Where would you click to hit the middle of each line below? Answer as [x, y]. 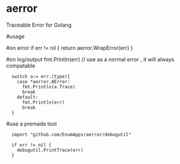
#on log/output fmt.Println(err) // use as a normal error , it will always [90, 59]
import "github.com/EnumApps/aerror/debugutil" [72, 134]
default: [28, 97]
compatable [21, 65]
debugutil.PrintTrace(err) [50, 150]
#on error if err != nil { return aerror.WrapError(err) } [70, 48]
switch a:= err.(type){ [41, 76]
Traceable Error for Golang [39, 25]
